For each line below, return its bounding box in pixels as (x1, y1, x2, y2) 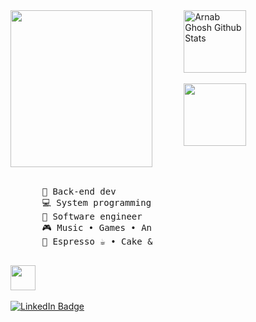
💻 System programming (41, 197, 152, 208)
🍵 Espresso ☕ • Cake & (41, 236, 153, 247)
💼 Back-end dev (41, 186, 117, 197)
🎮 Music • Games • (41, 222, 137, 233)
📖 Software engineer (41, 211, 143, 222)
